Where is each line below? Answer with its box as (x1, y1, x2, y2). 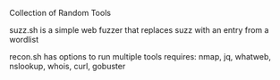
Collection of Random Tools (9, 8, 112, 18)
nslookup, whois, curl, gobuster (9, 61, 126, 71)
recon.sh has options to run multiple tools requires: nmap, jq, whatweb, (9, 52, 271, 61)
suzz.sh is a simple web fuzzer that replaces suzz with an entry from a (9, 25, 269, 35)
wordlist (9, 35, 38, 44)
